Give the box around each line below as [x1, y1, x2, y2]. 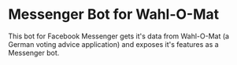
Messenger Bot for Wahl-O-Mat [8, 5, 220, 23]
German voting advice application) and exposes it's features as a [8, 39, 219, 49]
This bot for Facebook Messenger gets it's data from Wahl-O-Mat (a [8, 31, 230, 41]
